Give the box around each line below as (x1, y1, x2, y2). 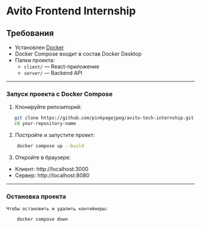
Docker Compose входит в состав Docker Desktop (14, 50, 142, 57)
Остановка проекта (6, 192, 66, 200)
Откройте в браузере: (14, 154, 71, 161)
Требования (6, 28, 54, 38)
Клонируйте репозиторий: (14, 104, 82, 111)
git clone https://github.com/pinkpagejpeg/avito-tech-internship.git (14, 115, 194, 121)
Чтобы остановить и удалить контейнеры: (6, 206, 109, 212)
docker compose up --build (17, 143, 84, 149)
